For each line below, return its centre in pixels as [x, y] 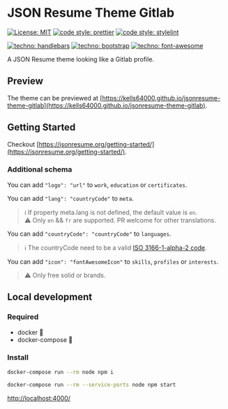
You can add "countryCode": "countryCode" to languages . [89, 233]
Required [23, 317]
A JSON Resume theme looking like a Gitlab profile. [81, 59]
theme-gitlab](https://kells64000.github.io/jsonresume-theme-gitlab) [106, 105]
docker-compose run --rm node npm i [60, 372]
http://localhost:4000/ [39, 398]
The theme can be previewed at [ [55, 98]
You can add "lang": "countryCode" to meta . [70, 198]
